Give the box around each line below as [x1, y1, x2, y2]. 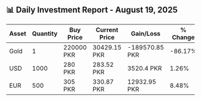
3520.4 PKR [127, 64, 162, 72]
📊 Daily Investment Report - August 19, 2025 [6, 5, 178, 15]
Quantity [32, 29, 58, 38]
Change [172, 33, 195, 41]
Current [95, 26, 118, 34]
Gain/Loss [130, 29, 161, 38]
